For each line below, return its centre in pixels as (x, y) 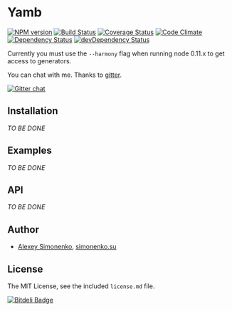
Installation (33, 111)
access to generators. (39, 60)
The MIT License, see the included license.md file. (81, 286)
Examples (30, 151)
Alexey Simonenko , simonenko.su (67, 247)
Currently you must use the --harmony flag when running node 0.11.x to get (116, 53)
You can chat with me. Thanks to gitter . (65, 75)
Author (23, 230)
